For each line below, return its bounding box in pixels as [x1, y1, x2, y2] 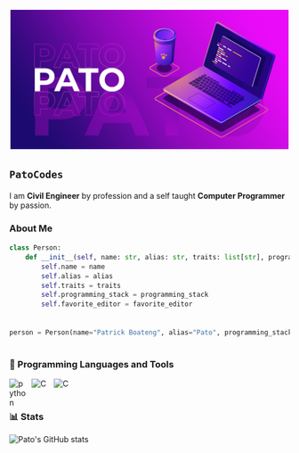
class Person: [9, 243, 62, 252]
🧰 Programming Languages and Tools [9, 358, 174, 371]
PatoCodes [9, 169, 64, 181]
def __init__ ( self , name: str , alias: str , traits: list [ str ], [25, 252, 265, 261]
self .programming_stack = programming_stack [41, 291, 209, 300]
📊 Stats [9, 410, 44, 423]
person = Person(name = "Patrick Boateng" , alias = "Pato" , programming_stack [9, 327, 293, 337]
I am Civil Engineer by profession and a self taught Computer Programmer [9, 190, 286, 201]
